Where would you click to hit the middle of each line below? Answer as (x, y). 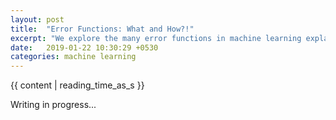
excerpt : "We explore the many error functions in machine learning (156, 38)
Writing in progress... (53, 105)
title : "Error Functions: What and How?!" (102, 29)
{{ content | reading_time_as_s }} (77, 85)
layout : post (37, 19)
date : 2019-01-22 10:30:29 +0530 (84, 47)
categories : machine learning (73, 57)
